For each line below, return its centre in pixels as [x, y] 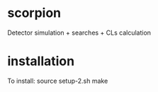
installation [41, 61]
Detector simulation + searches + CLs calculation [79, 33]
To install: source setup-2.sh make [58, 81]
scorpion [34, 13]
